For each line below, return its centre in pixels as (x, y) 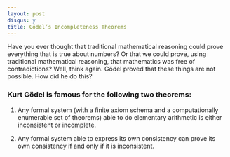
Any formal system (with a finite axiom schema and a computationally (118, 110)
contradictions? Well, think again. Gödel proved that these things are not (111, 69)
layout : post (26, 14)
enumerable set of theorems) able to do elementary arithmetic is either (120, 117)
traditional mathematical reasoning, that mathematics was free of (101, 62)
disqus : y (22, 20)
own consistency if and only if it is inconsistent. (86, 146)
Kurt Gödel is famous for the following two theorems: (99, 95)
